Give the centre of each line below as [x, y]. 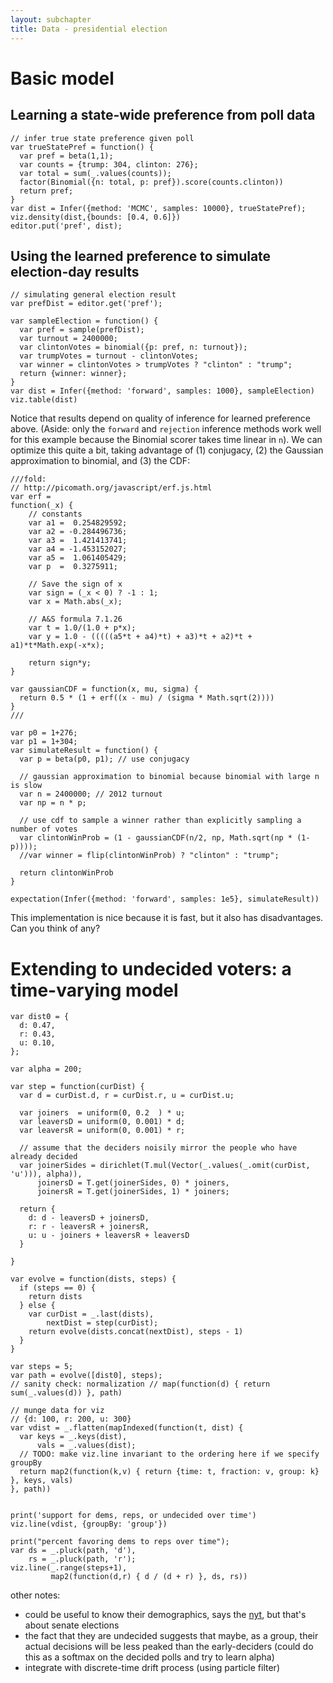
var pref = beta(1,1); [66, 156]
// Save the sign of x [75, 584]
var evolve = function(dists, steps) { [93, 1279]
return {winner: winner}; [73, 374]
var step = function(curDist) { [77, 1087]
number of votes [44, 829]
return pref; [46, 191]
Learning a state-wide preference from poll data [163, 115]
